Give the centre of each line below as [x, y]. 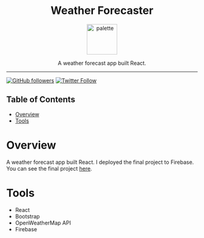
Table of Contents [41, 100]
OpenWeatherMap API [43, 223]
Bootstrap [27, 216]
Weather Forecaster [102, 11]
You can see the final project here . [49, 168]
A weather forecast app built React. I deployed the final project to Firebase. [100, 162]
